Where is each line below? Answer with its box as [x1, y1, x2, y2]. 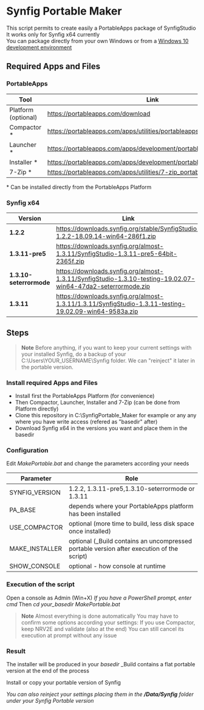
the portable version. [21, 363, 74, 370]
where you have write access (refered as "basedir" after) [15, 418, 158, 426]
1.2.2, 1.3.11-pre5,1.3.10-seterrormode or [69, 485, 195, 493]
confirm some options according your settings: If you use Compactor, [21, 618, 195, 626]
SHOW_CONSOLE [9, 562, 61, 570]
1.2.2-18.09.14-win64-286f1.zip [55, 232, 157, 241]
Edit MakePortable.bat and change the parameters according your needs [6, 460, 189, 467]
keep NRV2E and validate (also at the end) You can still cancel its [21, 625, 184, 632]
